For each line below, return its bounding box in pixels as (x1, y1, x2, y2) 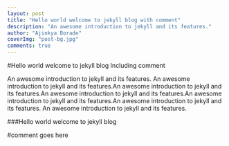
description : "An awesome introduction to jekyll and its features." (7, 23, 212, 30)
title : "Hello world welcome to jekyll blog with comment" (7, 17, 181, 24)
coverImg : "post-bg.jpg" (7, 36, 79, 43)
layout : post (7, 10, 45, 17)
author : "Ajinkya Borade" (7, 29, 82, 37)
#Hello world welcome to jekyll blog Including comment (7, 62, 165, 69)
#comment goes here (7, 131, 68, 139)
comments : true (7, 42, 51, 49)
